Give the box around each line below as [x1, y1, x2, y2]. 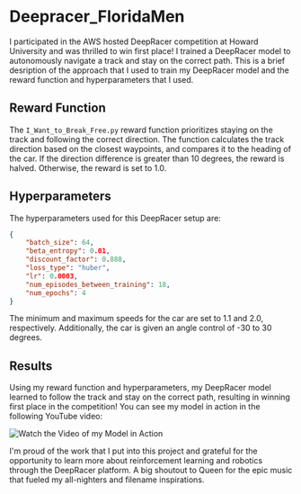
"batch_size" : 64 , [25, 238, 94, 247]
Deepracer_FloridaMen [9, 6, 185, 27]
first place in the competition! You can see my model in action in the [9, 401, 261, 412]
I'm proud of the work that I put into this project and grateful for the [9, 445, 258, 456]
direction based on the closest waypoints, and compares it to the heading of [9, 143, 292, 154]
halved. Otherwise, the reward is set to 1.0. [9, 162, 167, 173]
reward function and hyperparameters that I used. [9, 74, 194, 85]
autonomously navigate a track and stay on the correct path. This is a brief [9, 55, 286, 66]
